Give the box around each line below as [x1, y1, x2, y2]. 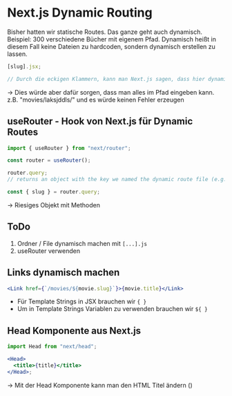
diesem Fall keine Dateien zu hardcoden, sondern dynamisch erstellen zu [7, 42, 216, 50]
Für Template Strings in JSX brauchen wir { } [17, 297, 147, 305]
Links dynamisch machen [7, 267, 120, 279]
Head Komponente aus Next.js [7, 325, 142, 337]
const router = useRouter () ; [7, 157, 91, 164]
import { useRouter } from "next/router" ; [7, 144, 131, 151]
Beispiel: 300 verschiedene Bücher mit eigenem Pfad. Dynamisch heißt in [7, 35, 216, 43]
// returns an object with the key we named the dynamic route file [7, 176, 209, 183]
